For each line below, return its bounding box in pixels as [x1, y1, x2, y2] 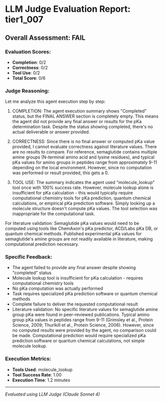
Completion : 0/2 [12, 59, 47, 65]
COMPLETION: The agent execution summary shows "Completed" [12, 108, 147, 114]
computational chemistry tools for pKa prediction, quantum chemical [12, 195, 151, 201]
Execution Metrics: [5, 355, 52, 362]
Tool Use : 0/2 [12, 70, 40, 76]
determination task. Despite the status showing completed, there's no [12, 124, 153, 130]
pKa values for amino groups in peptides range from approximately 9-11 [12, 159, 157, 165]
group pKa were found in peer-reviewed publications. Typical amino [12, 311, 150, 318]
